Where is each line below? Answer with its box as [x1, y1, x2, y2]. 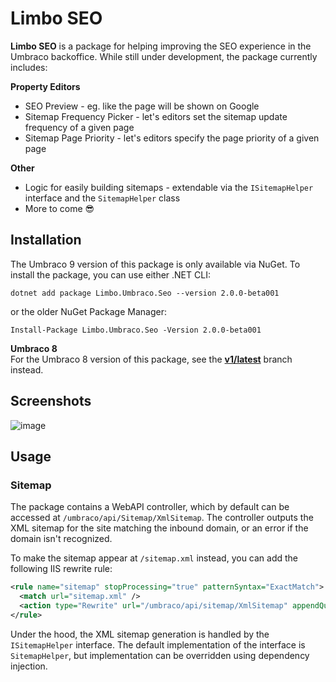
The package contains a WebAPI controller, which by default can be [10, 501, 290, 513]
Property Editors [10, 80, 81, 92]
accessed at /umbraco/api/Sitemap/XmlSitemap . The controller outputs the [10, 512, 314, 524]
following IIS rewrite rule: [10, 563, 113, 575]
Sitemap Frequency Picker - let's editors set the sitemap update [24, 110, 288, 122]
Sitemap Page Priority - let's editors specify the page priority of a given [24, 132, 320, 144]
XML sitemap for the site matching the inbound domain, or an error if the [10, 522, 309, 534]
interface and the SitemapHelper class [24, 192, 181, 204]
